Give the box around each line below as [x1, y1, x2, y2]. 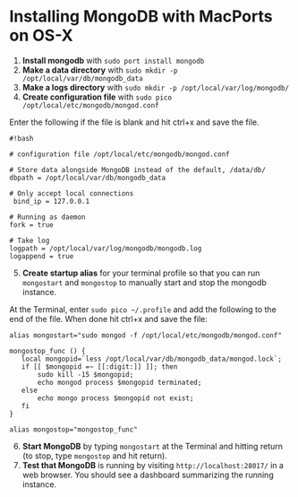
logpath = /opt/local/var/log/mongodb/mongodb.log [9, 244, 202, 253]
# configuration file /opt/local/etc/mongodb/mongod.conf [9, 150, 230, 159]
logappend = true [9, 251, 74, 261]
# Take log [9, 236, 50, 245]
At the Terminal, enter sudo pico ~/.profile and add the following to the [9, 303, 277, 315]
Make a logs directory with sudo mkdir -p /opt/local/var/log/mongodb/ [21, 82, 289, 92]
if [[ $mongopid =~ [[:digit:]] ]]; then [21, 362, 178, 371]
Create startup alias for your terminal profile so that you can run [21, 267, 260, 278]
